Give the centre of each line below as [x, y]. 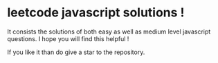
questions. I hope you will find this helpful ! [68, 38]
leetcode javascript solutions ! [96, 13]
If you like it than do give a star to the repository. [76, 52]
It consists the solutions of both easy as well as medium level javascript [109, 32]
